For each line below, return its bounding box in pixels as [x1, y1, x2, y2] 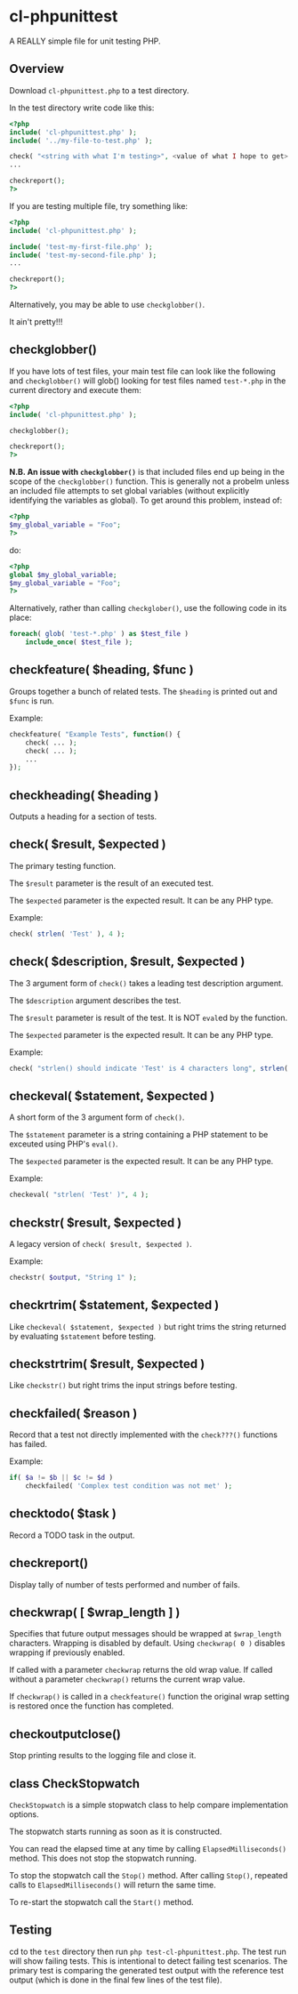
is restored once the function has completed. [9, 1701, 174, 1711]
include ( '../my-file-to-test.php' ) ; [9, 136, 153, 145]
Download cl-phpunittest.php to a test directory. [9, 84, 189, 95]
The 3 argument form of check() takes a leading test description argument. [9, 977, 284, 988]
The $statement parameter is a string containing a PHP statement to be [9, 1130, 269, 1140]
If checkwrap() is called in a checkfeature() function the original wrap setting [9, 1692, 290, 1702]
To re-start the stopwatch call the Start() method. [9, 1897, 194, 1908]
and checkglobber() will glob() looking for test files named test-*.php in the [9, 375, 286, 386]
